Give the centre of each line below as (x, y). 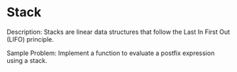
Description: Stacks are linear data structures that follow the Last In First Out (118, 32)
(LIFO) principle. (30, 39)
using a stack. (27, 60)
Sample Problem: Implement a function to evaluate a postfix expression (111, 53)
